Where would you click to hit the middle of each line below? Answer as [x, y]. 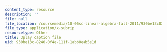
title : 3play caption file [33, 38]
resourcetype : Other [27, 33]
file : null [16, 19]
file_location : [21, 24]
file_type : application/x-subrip [40, 28]
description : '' [22, 14]
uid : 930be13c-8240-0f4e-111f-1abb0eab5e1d [51, 42]
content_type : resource [30, 10]
